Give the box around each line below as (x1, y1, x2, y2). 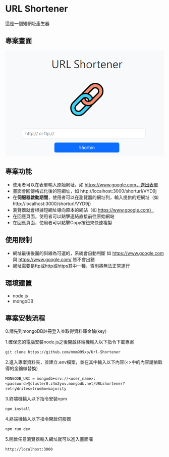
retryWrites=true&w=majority (5, 386, 67, 391)
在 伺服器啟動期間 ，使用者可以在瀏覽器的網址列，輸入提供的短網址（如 (12, 194, 159, 200)
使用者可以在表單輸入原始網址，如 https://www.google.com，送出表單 (12, 181, 158, 187)
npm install (5, 407, 30, 412)
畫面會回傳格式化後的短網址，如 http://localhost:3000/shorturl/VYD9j (12, 188, 157, 194)
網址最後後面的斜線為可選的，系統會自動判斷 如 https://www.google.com (12, 250, 164, 256)
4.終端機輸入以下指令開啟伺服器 (5, 416, 72, 422)
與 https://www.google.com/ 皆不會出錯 (12, 256, 95, 263)
